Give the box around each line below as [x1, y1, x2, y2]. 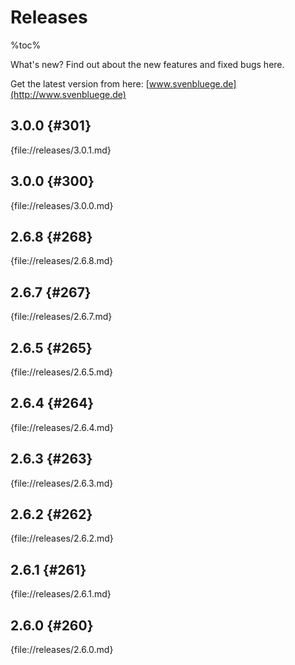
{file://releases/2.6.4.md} [10, 421, 114, 433]
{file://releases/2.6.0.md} [10, 644, 114, 656]
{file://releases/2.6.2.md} [10, 532, 114, 545]
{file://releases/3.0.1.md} [10, 144, 112, 156]
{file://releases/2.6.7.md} [10, 311, 113, 323]
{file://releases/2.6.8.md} [10, 255, 114, 267]
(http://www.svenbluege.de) [10, 88, 127, 100]
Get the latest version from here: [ [10, 77, 150, 90]
